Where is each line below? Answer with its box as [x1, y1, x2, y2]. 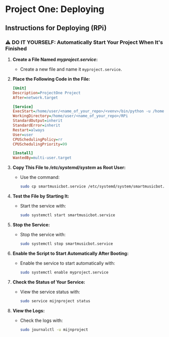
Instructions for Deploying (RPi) [5, 24, 107, 32]
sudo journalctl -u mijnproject [20, 327, 88, 332]
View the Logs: [12, 307, 45, 313]
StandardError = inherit [12, 123, 61, 128]
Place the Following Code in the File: [12, 76, 90, 82]
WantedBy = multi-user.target [12, 155, 72, 161]
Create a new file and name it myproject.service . [20, 66, 122, 72]
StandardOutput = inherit [12, 118, 63, 123]
